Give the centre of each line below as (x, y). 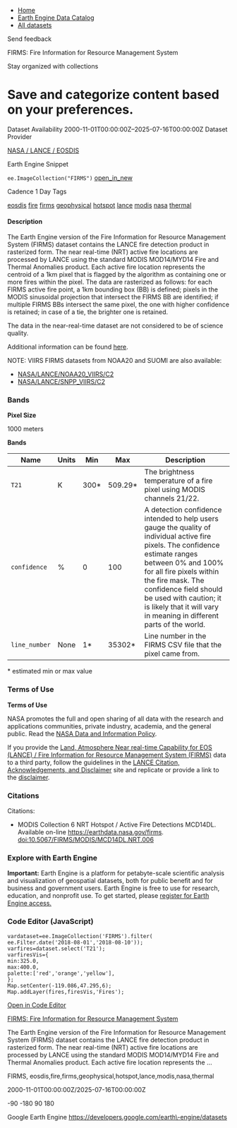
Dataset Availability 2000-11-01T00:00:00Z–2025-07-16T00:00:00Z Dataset (117, 129)
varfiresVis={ (28, 955)
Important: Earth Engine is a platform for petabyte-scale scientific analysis (116, 873)
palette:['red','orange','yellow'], (61, 973)
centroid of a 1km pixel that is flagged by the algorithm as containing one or (117, 275)
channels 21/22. (172, 498)
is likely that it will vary (181, 607)
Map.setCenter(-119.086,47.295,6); (60, 985)
